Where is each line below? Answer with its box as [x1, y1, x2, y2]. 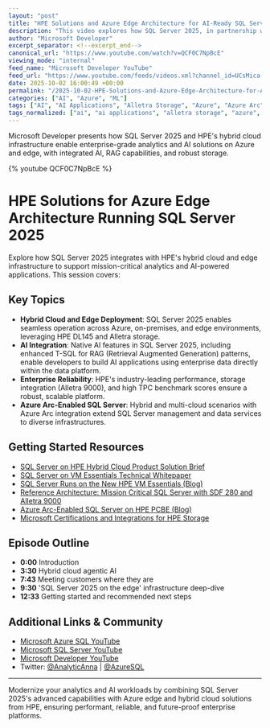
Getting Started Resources [8, 440, 145, 454]
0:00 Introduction [19, 557, 80, 567]
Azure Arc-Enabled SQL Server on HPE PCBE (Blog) [19, 504, 192, 514]
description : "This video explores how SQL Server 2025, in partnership [8, 27, 257, 35]
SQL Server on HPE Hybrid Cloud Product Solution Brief [19, 462, 205, 471]
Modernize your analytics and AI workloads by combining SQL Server [8, 685, 239, 695]
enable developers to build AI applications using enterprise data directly [19, 357, 259, 367]
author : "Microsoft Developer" [8, 34, 113, 43]
